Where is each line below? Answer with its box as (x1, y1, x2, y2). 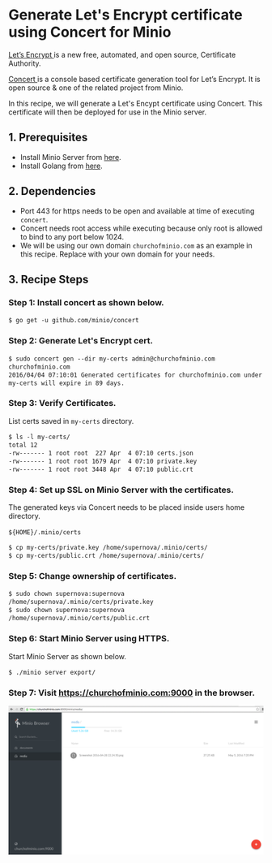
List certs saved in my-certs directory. (8, 416, 134, 425)
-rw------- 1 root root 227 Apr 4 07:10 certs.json (8, 449, 194, 457)
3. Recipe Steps (8, 272, 89, 286)
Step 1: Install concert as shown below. (8, 296, 164, 308)
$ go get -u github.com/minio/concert (8, 317, 139, 325)
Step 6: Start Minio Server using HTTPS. (8, 633, 170, 645)
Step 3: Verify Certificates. (8, 398, 117, 409)
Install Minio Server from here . (19, 152, 121, 162)
